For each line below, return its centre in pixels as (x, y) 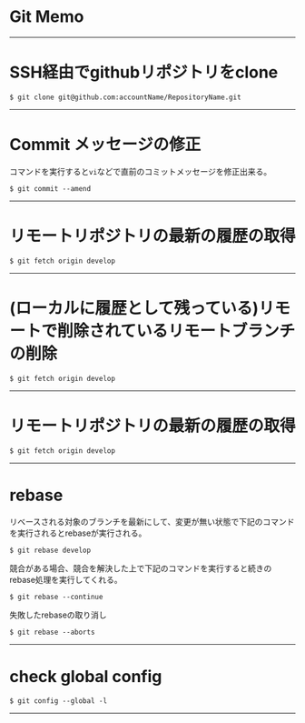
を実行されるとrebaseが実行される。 (78, 533)
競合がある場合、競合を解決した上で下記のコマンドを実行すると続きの (141, 568)
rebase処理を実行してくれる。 (66, 579)
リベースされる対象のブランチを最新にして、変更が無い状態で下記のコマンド (152, 521)
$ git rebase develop (50, 550)
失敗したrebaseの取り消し (58, 615)
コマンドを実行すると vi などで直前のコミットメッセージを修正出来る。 (141, 171)
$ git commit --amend (50, 188)
